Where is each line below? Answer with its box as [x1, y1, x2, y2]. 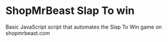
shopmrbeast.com [5, 29, 50, 36]
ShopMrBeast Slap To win [5, 4, 135, 17]
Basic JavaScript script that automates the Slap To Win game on [5, 23, 162, 30]
